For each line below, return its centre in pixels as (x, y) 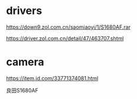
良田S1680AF (22, 90)
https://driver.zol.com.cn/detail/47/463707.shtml (65, 38)
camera (25, 62)
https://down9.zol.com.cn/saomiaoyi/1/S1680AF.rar (68, 27)
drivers (24, 11)
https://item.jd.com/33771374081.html (52, 78)
